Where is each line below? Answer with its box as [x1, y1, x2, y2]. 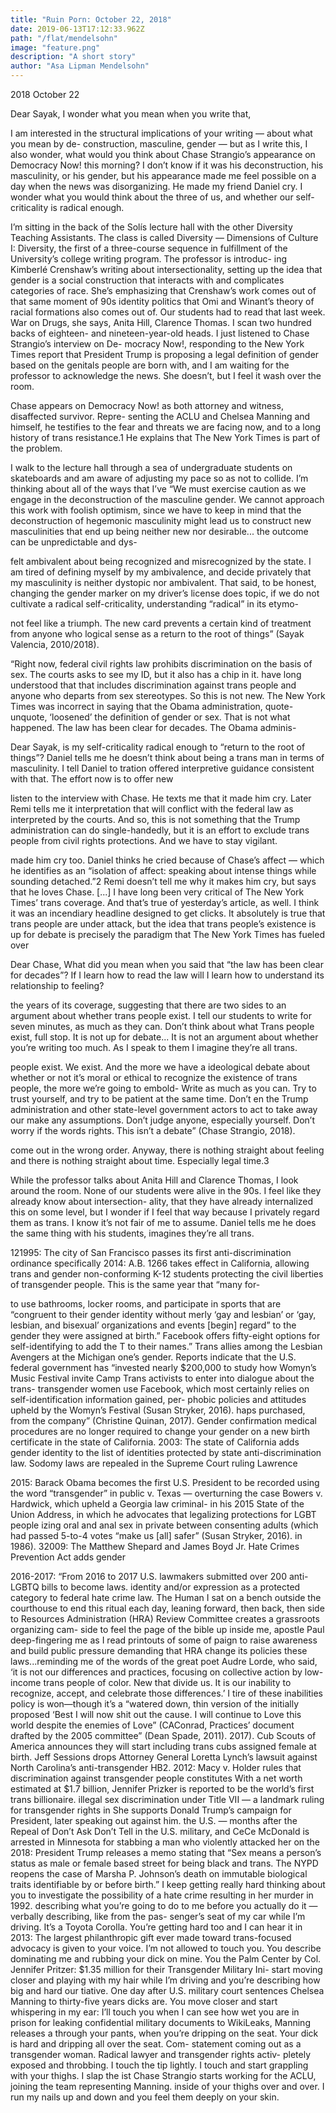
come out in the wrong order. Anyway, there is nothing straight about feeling [10, 1144, 325, 1156]
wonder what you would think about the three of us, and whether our [10, 191, 294, 203]
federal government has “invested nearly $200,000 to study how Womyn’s [10, 1362, 317, 1373]
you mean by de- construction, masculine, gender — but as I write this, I [10, 138, 308, 150]
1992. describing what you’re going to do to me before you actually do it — [10, 1900, 318, 1911]
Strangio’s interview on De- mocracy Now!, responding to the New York [10, 338, 305, 350]
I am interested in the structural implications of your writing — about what [10, 127, 313, 139]
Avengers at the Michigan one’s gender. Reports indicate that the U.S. [10, 1351, 297, 1363]
